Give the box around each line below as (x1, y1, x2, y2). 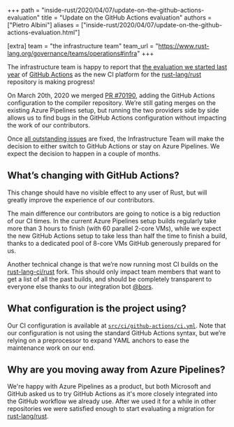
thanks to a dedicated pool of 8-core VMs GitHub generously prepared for (7, 239, 221, 247)
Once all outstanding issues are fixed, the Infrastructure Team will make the (7, 134, 225, 143)
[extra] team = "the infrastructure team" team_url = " (7, 42, 159, 50)
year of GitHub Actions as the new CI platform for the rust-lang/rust (7, 70, 201, 78)
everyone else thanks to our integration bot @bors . (7, 282, 154, 290)
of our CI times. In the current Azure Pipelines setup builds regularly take (7, 216, 217, 225)
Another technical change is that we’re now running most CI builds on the (7, 260, 219, 268)
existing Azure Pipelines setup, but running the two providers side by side (7, 106, 219, 114)
